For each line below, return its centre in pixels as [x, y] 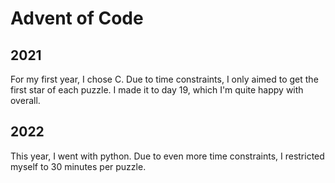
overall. [25, 100]
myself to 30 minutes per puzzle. [78, 166]
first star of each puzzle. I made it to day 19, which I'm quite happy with [157, 90]
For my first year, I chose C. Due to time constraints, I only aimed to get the [164, 79]
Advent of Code [77, 18]
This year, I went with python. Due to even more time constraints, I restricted [167, 156]
